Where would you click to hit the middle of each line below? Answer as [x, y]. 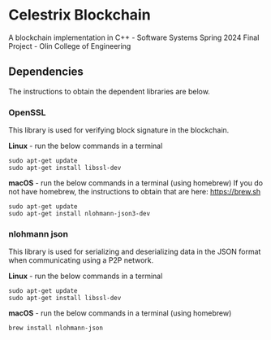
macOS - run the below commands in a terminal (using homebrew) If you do [136, 183]
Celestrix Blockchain [80, 15]
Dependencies [46, 72]
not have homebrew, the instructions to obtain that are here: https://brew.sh [135, 192]
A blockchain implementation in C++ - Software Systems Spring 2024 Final [134, 37]
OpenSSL [27, 112]
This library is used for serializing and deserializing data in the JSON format [135, 252]
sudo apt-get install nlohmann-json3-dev [80, 214]
